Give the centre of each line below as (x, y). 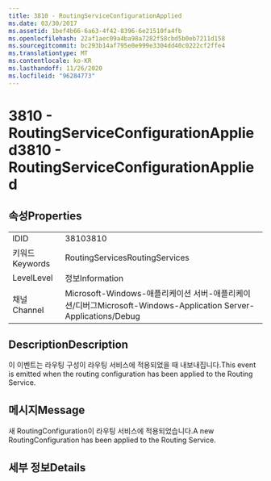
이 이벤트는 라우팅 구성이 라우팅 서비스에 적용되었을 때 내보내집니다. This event (132, 365)
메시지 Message (47, 410)
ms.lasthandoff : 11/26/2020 (56, 69)
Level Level (33, 278)
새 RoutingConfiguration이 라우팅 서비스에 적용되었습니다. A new (111, 431)
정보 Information (94, 278)
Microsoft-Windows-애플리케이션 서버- (139, 293)
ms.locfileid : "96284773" (52, 76)
